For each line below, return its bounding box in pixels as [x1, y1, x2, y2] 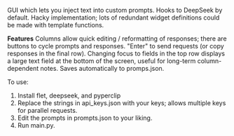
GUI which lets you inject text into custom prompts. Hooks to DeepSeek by [7, 6, 223, 14]
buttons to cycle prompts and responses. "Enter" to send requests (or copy [7, 42, 224, 50]
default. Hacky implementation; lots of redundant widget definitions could [7, 13, 220, 22]
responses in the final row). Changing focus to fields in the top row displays [7, 49, 226, 57]
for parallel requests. [17, 107, 78, 114]
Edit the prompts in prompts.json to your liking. [17, 114, 153, 122]
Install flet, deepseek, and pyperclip [17, 91, 121, 100]
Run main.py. [17, 121, 55, 129]
